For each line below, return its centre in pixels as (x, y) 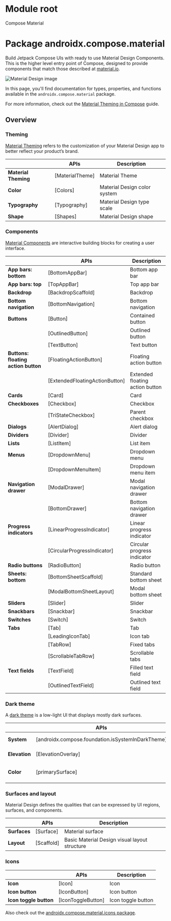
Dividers (18, 435)
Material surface (84, 832)
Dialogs (17, 426)
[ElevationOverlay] (58, 754)
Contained (142, 315)
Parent (138, 412)
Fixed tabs (142, 644)
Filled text (142, 667)
